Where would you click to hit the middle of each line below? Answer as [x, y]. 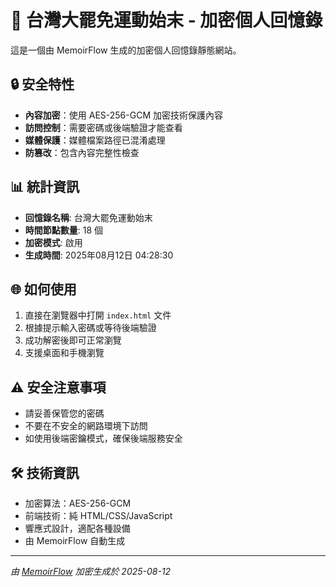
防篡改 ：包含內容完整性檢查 [82, 152]
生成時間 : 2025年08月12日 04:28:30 [99, 255]
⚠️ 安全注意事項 [58, 387]
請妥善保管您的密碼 [64, 413]
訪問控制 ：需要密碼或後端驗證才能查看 [103, 127]
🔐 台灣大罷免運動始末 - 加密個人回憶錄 [166, 20]
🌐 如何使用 [43, 289]
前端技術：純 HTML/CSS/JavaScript [98, 515]
